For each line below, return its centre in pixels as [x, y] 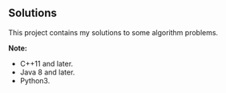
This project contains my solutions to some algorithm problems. [113, 32]
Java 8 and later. [47, 72]
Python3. [35, 80]
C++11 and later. [46, 63]
